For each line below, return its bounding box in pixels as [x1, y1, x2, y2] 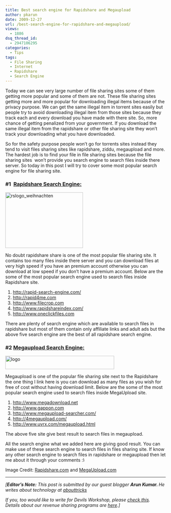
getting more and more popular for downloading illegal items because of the [5, 98, 165, 104]
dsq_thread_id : [5, 36, 38, 41]
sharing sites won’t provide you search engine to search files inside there [5, 157, 160, 163]
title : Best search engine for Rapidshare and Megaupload [5, 7, 131, 13]
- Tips [10, 50, 24, 55]
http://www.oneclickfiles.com [12, 311, 75, 317]
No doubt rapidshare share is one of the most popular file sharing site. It [5, 252, 157, 259]
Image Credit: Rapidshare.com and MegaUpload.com [5, 467, 117, 473]
